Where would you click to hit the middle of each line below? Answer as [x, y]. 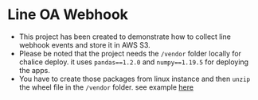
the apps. [35, 70]
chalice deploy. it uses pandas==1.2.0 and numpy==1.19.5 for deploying [133, 62]
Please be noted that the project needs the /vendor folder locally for [130, 53]
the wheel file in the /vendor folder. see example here [106, 87]
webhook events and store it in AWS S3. [84, 44]
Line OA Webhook [68, 15]
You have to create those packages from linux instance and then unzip [135, 79]
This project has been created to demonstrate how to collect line [125, 37]
